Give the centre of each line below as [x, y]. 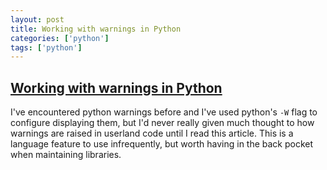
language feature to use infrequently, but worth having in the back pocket [162, 144]
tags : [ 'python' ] [46, 47]
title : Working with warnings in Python [96, 29]
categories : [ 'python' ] [60, 38]
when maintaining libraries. [66, 155]
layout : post [37, 19]
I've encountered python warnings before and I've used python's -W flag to [164, 112]
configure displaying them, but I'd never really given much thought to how [162, 123]
